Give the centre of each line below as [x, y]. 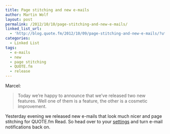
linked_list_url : [24, 29]
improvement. [32, 106]
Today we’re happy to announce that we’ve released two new [81, 95]
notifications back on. [28, 127]
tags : [11, 48]
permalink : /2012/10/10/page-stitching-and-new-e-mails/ [67, 24]
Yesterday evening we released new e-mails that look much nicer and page [84, 116]
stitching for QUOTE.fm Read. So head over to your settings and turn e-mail [84, 122]
